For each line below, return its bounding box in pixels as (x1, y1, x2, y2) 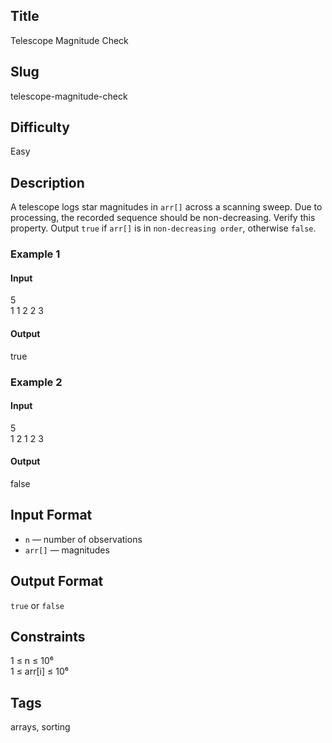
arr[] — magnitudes (24, 544, 110, 556)
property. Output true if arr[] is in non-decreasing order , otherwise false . (10, 222, 317, 234)
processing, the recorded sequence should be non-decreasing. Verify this (10, 212, 316, 224)
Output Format (10, 573, 104, 590)
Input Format (10, 507, 93, 524)
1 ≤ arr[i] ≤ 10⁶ (10, 665, 69, 678)
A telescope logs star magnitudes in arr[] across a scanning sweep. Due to (10, 201, 323, 213)
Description (10, 174, 85, 191)
